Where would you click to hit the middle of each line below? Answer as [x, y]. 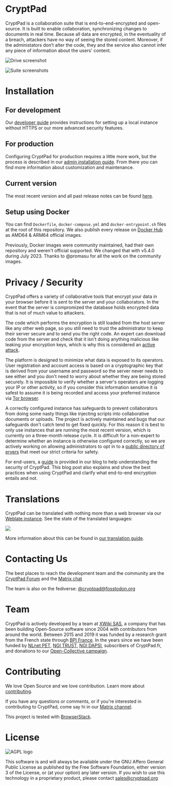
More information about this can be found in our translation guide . [75, 538]
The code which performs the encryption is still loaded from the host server [85, 323]
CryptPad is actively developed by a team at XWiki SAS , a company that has [85, 624]
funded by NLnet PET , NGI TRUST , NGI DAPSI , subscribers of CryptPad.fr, [83, 646]
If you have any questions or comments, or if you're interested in [73, 701]
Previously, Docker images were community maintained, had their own [80, 245]
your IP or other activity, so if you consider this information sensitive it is [81, 387]
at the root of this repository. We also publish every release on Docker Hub [84, 230]
